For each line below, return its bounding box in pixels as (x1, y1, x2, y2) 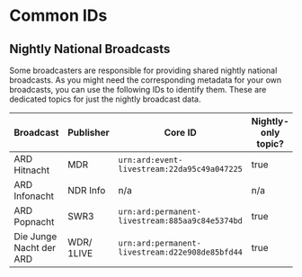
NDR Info (67, 184, 106, 196)
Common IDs (9, 5, 108, 26)
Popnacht (13, 216, 55, 228)
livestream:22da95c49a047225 (118, 164, 243, 174)
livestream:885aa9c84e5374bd (118, 216, 243, 226)
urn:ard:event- (118, 155, 183, 165)
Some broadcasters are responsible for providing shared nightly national (9, 65, 278, 76)
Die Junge (13, 230, 58, 243)
